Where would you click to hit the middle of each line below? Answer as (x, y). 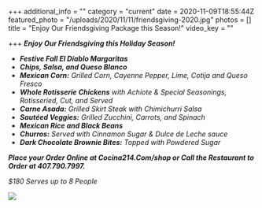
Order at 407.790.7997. (47, 166)
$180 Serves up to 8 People (53, 181)
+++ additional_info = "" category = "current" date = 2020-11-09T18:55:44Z (131, 11)
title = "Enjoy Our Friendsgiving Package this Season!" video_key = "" (121, 28)
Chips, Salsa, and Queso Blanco (73, 67)
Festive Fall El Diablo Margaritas (74, 59)
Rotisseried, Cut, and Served (66, 100)
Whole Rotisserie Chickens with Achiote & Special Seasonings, (123, 92)
